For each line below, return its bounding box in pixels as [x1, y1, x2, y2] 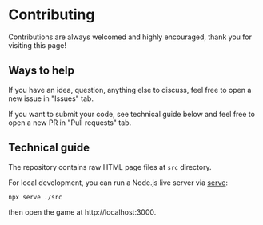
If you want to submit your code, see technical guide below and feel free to [8, 109, 256, 119]
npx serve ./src [8, 193, 62, 201]
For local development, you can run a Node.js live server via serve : [8, 178, 229, 187]
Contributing [8, 6, 95, 24]
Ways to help [8, 64, 74, 78]
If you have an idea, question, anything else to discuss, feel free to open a [8, 85, 252, 94]
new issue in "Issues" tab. [8, 94, 94, 103]
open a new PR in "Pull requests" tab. [8, 118, 132, 127]
